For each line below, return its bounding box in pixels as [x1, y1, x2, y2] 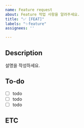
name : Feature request [5, 7, 52, 12]
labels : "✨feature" [5, 21, 46, 26]
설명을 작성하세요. [5, 62, 40, 68]
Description [5, 48, 42, 57]
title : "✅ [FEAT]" [5, 16, 44, 21]
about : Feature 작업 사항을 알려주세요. [5, 12, 80, 17]
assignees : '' [5, 26, 35, 31]
